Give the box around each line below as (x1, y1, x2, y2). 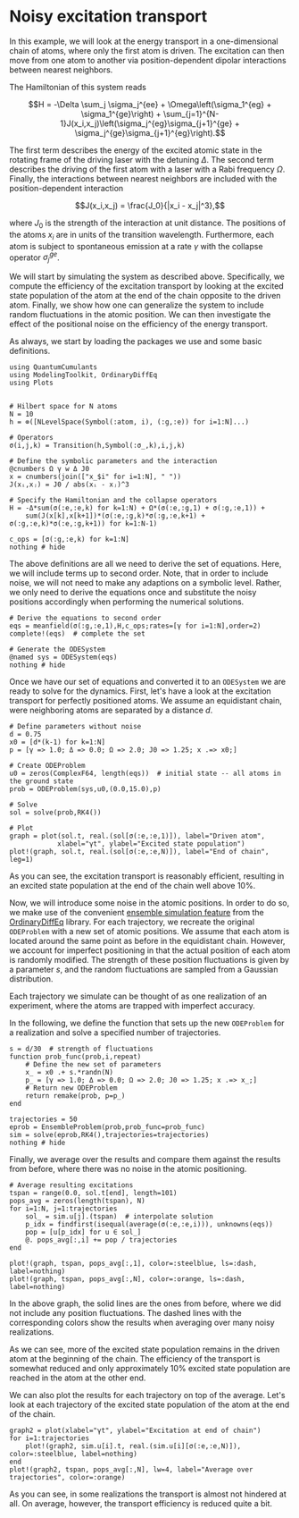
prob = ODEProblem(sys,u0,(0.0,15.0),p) (9, 784, 162, 793)
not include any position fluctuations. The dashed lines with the (9, 1307, 243, 1318)
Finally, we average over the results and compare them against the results (9, 1153, 281, 1164)
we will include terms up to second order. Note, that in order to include (9, 568, 269, 578)
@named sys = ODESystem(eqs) (9, 653, 118, 662)
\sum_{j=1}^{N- (162, 108, 220, 119)
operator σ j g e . (9, 250, 60, 265)
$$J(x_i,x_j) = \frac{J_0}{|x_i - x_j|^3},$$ (74, 199, 226, 211)
